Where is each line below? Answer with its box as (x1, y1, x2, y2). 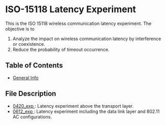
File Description (5, 89, 56, 98)
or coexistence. (12, 41, 46, 47)
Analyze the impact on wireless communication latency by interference (12, 36, 161, 42)
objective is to (5, 25, 35, 32)
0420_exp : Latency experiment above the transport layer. (12, 103, 134, 109)
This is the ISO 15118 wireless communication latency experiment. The (5, 20, 152, 26)
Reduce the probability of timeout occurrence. (12, 46, 110, 52)
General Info (12, 75, 39, 81)
